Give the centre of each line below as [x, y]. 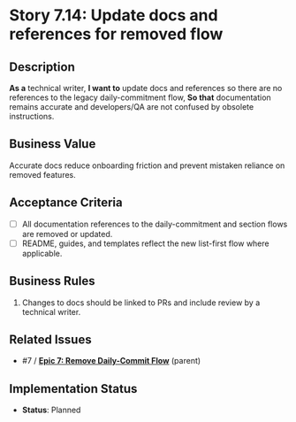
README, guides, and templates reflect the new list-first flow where [145, 243]
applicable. [42, 253]
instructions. [32, 116]
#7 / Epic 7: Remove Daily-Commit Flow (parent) [111, 361]
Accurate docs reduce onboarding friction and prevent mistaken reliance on [147, 165]
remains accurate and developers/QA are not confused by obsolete [132, 107]
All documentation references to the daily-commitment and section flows [155, 224]
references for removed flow [116, 34]
